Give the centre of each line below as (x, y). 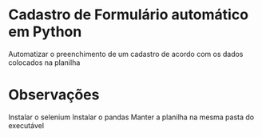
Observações (54, 95)
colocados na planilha (44, 62)
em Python (45, 32)
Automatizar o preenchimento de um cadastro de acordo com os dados (126, 54)
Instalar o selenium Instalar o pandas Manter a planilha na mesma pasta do (131, 117)
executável (26, 125)
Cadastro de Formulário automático (129, 15)
